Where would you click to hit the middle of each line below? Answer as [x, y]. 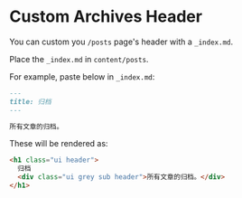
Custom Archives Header [106, 17]
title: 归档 [30, 101]
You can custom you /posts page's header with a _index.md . [121, 42]
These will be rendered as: [59, 144]
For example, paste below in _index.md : [82, 76]
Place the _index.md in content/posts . [79, 59]
